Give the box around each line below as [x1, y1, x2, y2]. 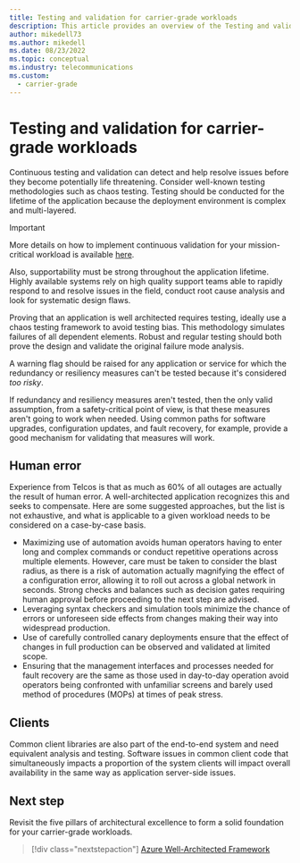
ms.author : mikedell [9, 38, 87, 47]
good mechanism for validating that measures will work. [9, 432, 215, 443]
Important [9, 222, 46, 233]
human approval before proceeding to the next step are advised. [21, 594, 260, 605]
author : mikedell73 [9, 30, 82, 38]
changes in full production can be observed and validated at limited [21, 641, 271, 653]
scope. [21, 651, 48, 662]
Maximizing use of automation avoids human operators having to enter [21, 537, 283, 548]
